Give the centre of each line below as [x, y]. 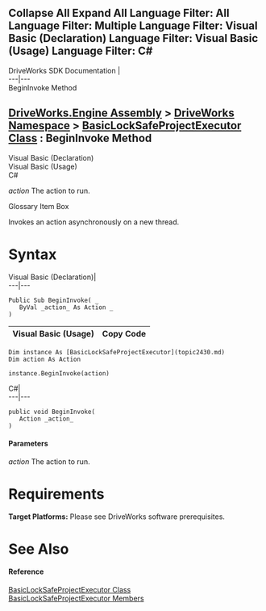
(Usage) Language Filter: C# [81, 51]
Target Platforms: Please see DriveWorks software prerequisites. [117, 517]
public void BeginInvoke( [52, 412]
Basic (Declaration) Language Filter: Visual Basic [133, 38]
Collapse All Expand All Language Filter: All [119, 13]
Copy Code [124, 333]
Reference [26, 571]
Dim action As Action [45, 359]
